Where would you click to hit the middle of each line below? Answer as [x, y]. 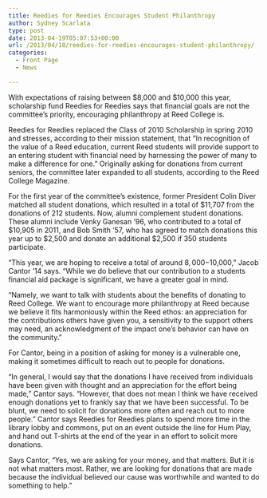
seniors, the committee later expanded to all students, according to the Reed [134, 172]
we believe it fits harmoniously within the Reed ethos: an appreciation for [128, 311]
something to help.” [40, 485]
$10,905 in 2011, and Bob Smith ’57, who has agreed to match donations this [133, 230]
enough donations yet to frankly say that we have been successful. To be [129, 402]
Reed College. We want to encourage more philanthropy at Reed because [129, 303]
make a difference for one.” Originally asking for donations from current [126, 164]
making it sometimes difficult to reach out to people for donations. [117, 361]
